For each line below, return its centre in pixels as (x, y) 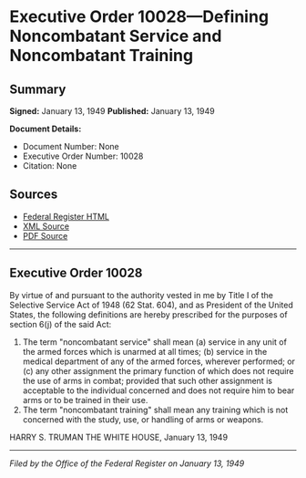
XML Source (46, 226)
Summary (38, 89)
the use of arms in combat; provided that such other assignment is (148, 380)
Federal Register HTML (66, 216)
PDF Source (45, 235)
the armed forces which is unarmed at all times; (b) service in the (145, 351)
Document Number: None (71, 146)
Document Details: (46, 129)
